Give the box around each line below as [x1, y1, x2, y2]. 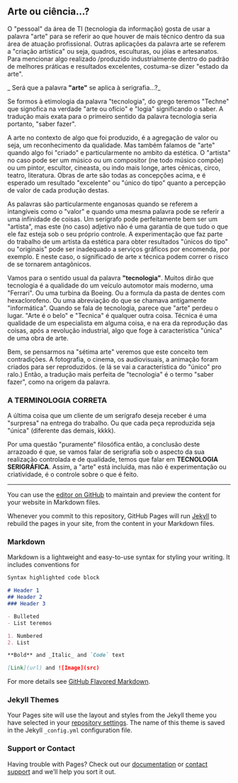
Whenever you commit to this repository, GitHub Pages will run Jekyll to [7, 512, 217, 520]
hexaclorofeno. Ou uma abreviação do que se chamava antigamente [7, 296, 207, 304]
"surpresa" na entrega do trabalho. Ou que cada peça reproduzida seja [7, 419, 215, 428]
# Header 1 [7, 587, 40, 594]
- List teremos [7, 619, 52, 627]
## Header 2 [7, 594, 42, 601]
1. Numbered [7, 632, 42, 639]
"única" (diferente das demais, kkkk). [7, 426, 116, 435]
